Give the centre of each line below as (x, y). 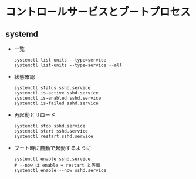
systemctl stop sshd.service (50, 126)
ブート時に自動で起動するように (53, 148)
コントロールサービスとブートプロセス (98, 12)
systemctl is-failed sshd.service (56, 103)
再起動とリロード (35, 115)
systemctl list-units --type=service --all (68, 65)
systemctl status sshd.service (52, 88)
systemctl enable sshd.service (52, 159)
